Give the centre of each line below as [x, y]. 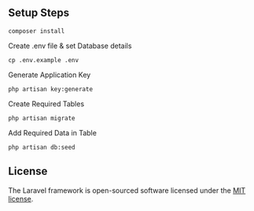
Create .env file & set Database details [70, 46]
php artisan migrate [42, 118]
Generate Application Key [50, 75]
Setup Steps [39, 13]
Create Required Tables [46, 104]
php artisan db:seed [42, 147]
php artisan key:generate [50, 89]
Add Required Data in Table [52, 132]
